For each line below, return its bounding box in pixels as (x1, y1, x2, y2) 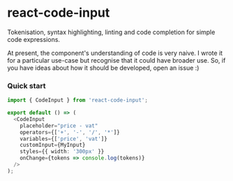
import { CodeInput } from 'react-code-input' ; (7, 97, 149, 104)
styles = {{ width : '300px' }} (20, 148, 105, 155)
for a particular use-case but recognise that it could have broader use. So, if (7, 56, 226, 64)
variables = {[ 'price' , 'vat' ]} (20, 135, 108, 142)
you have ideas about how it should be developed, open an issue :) (7, 63, 200, 72)
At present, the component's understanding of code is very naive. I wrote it (7, 49, 223, 57)
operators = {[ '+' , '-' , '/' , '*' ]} (20, 129, 120, 136)
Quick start (7, 81, 47, 90)
